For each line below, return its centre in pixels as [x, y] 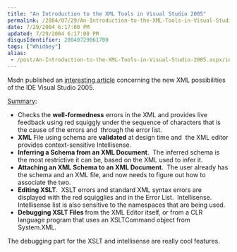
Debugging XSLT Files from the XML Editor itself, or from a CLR [110, 212]
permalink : [23, 20]
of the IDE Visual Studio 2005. [51, 87]
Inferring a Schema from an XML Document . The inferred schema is [119, 152]
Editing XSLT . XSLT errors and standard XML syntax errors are [110, 190]
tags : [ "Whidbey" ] [34, 47]
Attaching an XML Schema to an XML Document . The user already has [123, 167]
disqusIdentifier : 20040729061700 [58, 40]
